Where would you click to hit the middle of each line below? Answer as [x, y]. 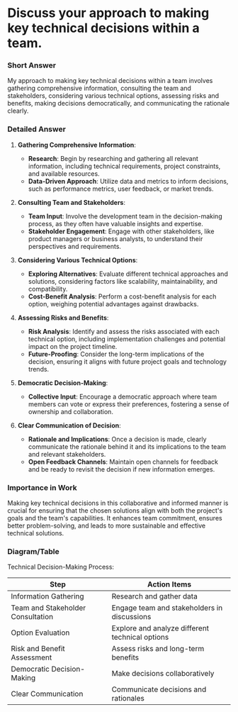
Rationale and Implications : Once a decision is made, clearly [117, 439]
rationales [128, 699]
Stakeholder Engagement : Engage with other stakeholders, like [121, 231]
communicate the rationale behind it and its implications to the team [127, 446]
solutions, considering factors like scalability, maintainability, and [123, 281]
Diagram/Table [34, 551]
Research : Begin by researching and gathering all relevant [113, 158]
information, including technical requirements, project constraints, [124, 166]
